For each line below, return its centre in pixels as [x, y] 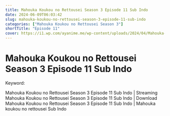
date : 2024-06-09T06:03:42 [34, 15]
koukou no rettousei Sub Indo [36, 108]
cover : [12, 33]
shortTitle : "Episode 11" [32, 29]
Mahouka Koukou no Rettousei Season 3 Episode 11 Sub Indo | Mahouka [80, 103]
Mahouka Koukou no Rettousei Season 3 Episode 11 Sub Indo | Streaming [81, 93]
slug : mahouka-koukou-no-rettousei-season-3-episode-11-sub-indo [75, 19]
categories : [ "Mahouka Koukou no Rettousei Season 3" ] [64, 24]
